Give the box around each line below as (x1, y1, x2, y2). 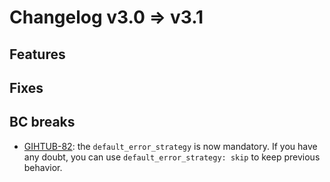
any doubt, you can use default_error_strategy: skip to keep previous (23, 151, 321, 163)
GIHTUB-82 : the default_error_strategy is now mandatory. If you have (23, 140, 318, 152)
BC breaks (9, 114, 76, 131)
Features (9, 46, 66, 63)
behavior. (23, 161, 63, 173)
